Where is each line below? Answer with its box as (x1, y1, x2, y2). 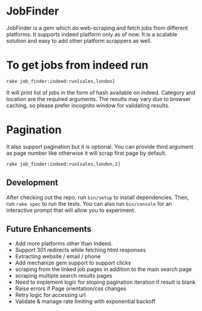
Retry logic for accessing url (15, 292, 86, 299)
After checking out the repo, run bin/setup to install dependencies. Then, (6, 194, 189, 201)
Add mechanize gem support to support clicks (15, 259, 132, 267)
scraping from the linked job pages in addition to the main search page (15, 266, 192, 273)
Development (6, 177, 59, 188)
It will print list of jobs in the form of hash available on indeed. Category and (6, 89, 196, 96)
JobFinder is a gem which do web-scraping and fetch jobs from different (6, 24, 188, 31)
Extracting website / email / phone (15, 253, 101, 260)
